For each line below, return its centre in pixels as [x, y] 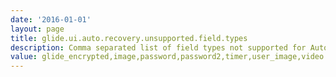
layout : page [37, 29]
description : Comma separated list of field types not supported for [158, 47]
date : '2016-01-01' [51, 19]
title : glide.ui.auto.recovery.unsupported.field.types [129, 38]
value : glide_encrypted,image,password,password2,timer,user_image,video [167, 57]
